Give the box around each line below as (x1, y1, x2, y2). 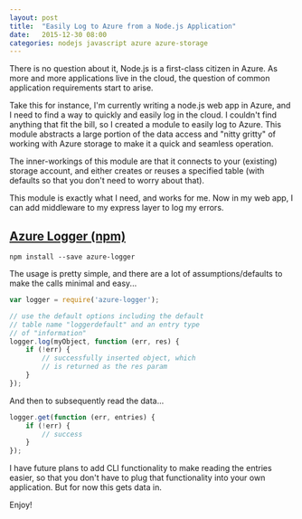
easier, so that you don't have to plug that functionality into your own (9, 472, 266, 484)
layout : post (9, 13, 59, 23)
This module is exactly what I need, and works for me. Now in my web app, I (9, 193, 294, 203)
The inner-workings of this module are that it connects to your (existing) (9, 156, 278, 167)
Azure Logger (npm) (9, 228, 127, 244)
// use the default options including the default (9, 311, 204, 321)
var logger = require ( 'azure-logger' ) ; (9, 296, 160, 305)
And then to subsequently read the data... (9, 395, 165, 406)
